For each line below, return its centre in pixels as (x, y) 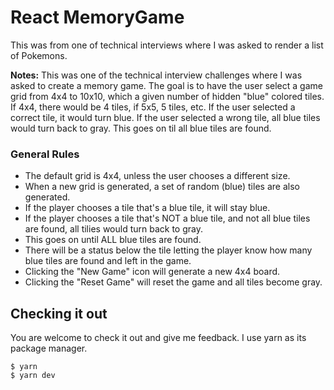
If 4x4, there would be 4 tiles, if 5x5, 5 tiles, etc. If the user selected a (153, 107)
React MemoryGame (97, 17)
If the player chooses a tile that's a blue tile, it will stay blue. (147, 208)
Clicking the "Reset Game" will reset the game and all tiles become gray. (173, 282)
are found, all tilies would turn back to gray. (113, 229)
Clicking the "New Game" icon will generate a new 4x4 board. (152, 272)
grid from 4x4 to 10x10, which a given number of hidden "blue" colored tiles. (167, 96)
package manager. (49, 348)
